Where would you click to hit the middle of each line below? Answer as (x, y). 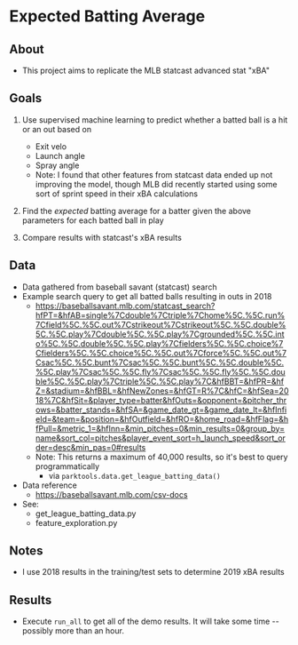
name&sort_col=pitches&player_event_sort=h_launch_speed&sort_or (161, 438)
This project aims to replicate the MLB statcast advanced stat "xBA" (146, 70)
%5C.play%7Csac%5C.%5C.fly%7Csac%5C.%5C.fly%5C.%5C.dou (160, 371)
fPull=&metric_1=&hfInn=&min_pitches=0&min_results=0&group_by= (160, 428)
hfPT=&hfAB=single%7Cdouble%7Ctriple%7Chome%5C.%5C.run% (160, 315)
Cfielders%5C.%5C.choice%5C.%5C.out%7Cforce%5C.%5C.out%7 (161, 353)
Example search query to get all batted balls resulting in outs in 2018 (147, 296)
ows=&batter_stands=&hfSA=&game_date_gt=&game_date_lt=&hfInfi (161, 410)
